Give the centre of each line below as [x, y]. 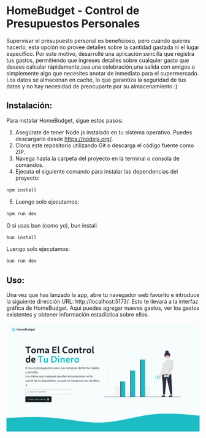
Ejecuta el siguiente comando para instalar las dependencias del [97, 171]
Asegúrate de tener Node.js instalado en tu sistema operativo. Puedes [104, 132]
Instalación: [29, 106]
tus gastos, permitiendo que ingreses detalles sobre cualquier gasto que [98, 60]
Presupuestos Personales [73, 24]
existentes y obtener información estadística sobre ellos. [78, 315]
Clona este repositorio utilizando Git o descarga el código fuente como [105, 145]
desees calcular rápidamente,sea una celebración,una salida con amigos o [101, 67]
